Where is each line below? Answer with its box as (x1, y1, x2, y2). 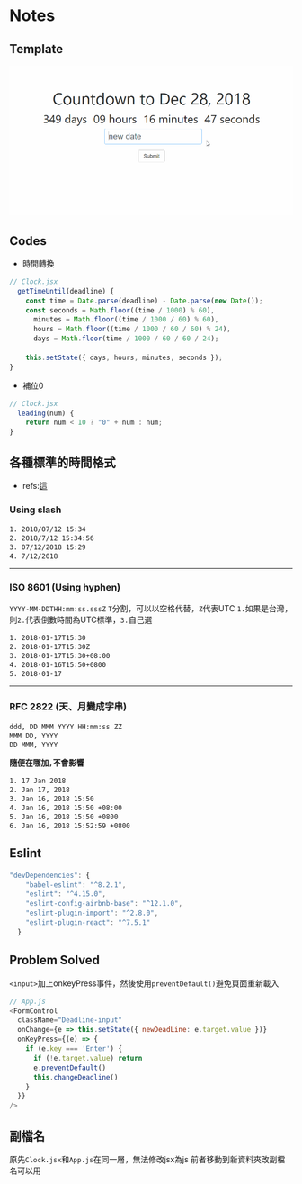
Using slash (9, 503, 62, 516)
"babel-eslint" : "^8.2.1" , (25, 880, 127, 890)
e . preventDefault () (32, 1063, 106, 1072)
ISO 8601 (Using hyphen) (9, 582, 121, 594)
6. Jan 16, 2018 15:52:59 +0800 (9, 821, 130, 830)
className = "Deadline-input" (17, 1016, 123, 1025)
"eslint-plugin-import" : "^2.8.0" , (25, 908, 159, 918)
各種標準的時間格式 (9, 455, 116, 470)
